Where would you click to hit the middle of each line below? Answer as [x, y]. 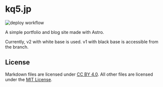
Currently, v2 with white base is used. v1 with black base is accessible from [82, 42]
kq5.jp [18, 9]
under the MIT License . [29, 79]
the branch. [17, 47]
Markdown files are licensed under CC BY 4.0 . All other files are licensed [79, 74]
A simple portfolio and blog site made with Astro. [55, 32]
